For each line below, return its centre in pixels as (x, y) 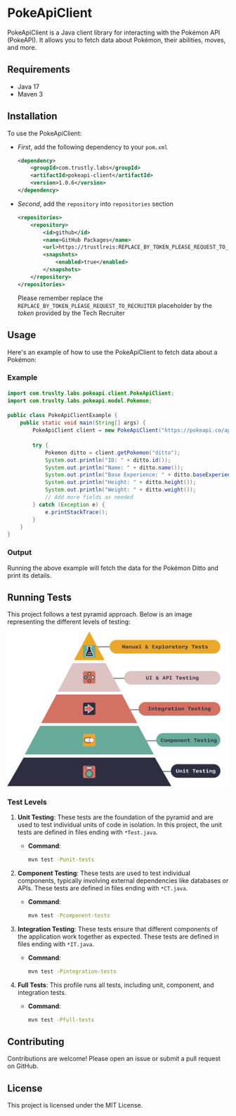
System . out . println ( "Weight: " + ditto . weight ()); (120, 490)
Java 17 (28, 87)
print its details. (29, 575)
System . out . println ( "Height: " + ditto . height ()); (120, 483)
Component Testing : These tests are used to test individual (104, 873)
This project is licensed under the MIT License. (75, 1105)
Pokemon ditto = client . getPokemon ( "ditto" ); (112, 452)
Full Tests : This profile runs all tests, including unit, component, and (116, 985)
